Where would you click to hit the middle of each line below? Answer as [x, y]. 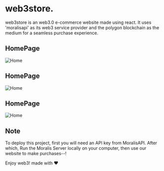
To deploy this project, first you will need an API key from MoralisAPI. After [81, 143]
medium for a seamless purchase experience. [52, 33]
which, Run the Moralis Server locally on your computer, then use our [76, 148]
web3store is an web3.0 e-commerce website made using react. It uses [78, 22]
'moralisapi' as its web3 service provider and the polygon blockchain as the [82, 27]
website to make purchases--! [36, 154]
